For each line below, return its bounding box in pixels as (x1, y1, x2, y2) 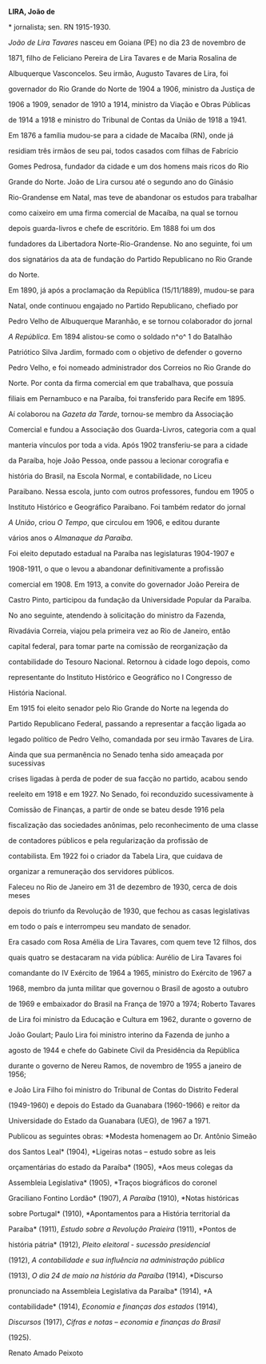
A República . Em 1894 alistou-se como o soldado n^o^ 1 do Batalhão (8, 332, 233, 341)
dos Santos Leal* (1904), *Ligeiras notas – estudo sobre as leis (8, 1147, 216, 1156)
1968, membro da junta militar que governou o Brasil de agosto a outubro (8, 984, 249, 993)
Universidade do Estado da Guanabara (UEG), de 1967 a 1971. (8, 1116, 211, 1125)
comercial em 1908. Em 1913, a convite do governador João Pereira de (8, 579, 240, 589)
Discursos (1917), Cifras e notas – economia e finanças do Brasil (8, 1318, 221, 1326)
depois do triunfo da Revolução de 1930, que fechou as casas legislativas (8, 906, 250, 916)
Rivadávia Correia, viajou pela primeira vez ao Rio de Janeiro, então (8, 626, 231, 635)
